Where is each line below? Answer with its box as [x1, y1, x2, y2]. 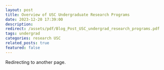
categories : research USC [5, 36, 61, 41]
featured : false [5, 45, 40, 50]
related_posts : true [5, 41, 50, 46]
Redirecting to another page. [5, 59, 66, 65]
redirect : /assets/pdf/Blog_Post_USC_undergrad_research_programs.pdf [5, 26, 160, 31]
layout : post [5, 7, 33, 13]
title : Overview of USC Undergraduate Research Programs [5, 12, 130, 17]
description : [5, 21, 33, 27]
